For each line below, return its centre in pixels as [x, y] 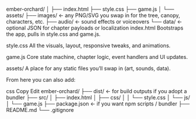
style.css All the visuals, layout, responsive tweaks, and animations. [89, 45]
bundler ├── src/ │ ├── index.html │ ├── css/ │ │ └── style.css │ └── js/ [98, 97]
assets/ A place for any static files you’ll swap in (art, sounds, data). [89, 68]
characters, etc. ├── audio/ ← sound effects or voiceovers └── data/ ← [94, 22]
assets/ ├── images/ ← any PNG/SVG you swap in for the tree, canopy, [93, 15]
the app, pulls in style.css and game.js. [53, 34]
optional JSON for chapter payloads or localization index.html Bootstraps [95, 28]
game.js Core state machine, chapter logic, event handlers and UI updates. [97, 57]
